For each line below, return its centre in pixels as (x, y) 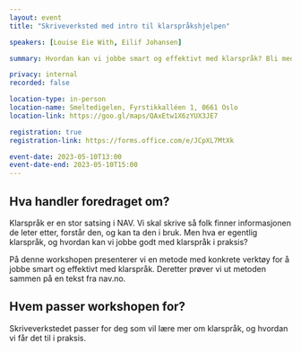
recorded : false (39, 83)
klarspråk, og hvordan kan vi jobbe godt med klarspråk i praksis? (129, 242)
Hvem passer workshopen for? (98, 307)
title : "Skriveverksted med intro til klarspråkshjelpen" (120, 26)
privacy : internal (43, 75)
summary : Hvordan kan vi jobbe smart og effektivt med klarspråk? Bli (144, 58)
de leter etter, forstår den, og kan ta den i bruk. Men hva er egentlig (133, 232)
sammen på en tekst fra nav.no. (68, 278)
